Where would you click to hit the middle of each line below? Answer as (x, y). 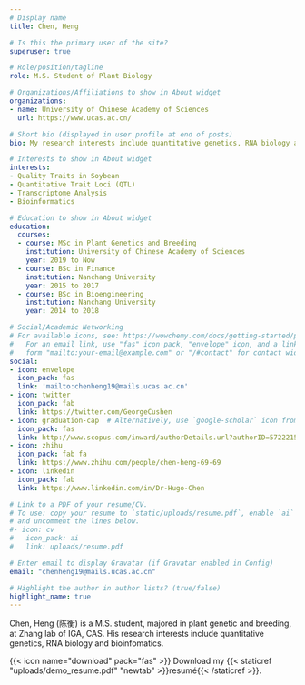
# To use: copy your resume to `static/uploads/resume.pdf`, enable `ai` (152, 513)
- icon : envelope (42, 369)
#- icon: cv (32, 530)
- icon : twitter (40, 395)
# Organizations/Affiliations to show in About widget (115, 93)
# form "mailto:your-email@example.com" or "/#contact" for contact (146, 353)
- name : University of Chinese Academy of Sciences (109, 109)
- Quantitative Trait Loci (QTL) (73, 185)
